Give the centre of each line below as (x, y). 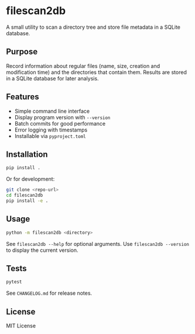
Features (23, 97)
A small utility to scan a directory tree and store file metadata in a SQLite (93, 27)
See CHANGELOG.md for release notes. (49, 293)
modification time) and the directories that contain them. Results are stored (97, 72)
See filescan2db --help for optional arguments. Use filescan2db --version (97, 244)
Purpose (22, 52)
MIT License (21, 326)
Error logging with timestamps (51, 130)
